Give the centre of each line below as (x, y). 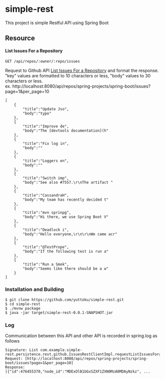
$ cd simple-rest (23, 304)
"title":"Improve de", (46, 126)
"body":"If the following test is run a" (66, 251)
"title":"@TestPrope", (46, 247)
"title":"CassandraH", (46, 195)
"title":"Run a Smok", (46, 264)
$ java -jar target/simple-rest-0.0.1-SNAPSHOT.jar (59, 312)
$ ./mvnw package (23, 308)
